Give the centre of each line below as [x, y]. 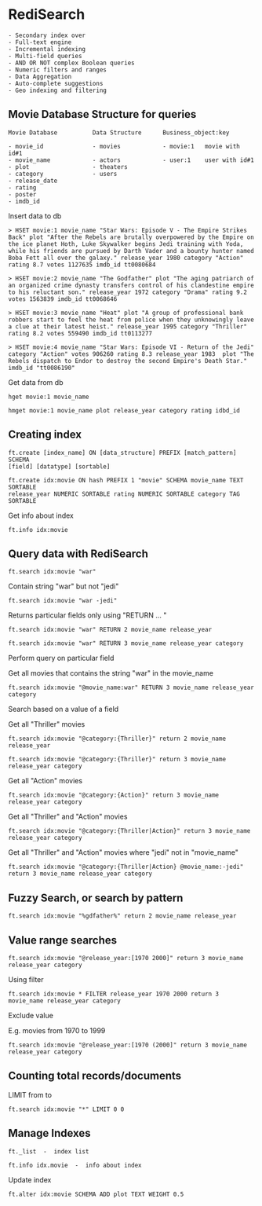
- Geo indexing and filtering [58, 90]
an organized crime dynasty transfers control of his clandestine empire [131, 285]
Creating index [45, 435]
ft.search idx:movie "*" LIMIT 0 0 [66, 1109]
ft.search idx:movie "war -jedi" [63, 601]
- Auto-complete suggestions [56, 83]
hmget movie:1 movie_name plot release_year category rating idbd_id [124, 410]
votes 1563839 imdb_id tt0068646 [63, 299]
